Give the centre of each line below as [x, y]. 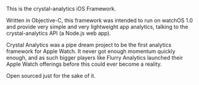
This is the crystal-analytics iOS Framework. [61, 9]
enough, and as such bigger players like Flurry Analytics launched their [95, 58]
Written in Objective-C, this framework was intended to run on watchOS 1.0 [99, 20]
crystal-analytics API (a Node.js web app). [59, 33]
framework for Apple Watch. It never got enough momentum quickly [91, 51]
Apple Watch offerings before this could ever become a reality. [84, 64]
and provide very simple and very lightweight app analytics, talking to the [97, 27]
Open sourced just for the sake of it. [51, 76]
